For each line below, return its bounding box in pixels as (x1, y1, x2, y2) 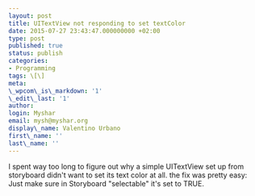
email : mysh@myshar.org (8, 117, 89, 125)
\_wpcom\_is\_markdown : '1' (8, 86, 103, 95)
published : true (8, 42, 63, 50)
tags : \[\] (8, 72, 45, 80)
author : (8, 102, 35, 110)
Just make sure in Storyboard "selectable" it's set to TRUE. (8, 178, 204, 188)
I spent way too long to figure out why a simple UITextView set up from (8, 161, 245, 171)
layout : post (8, 11, 52, 20)
